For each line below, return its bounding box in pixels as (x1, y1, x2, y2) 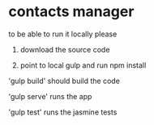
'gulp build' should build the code (8, 76, 120, 85)
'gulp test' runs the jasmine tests (8, 107, 118, 117)
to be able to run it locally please (8, 29, 118, 39)
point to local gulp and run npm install (19, 60, 147, 70)
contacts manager (8, 2, 135, 21)
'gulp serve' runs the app (8, 91, 92, 101)
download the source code (19, 44, 110, 54)
